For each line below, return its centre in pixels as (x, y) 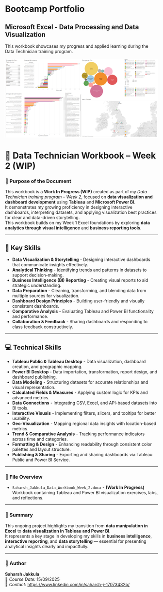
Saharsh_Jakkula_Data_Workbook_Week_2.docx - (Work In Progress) (78, 487)
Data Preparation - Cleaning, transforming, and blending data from (79, 291)
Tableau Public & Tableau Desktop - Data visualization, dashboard (79, 361)
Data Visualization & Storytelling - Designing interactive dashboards (81, 259)
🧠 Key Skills (23, 248)
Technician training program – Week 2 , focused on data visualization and (79, 197)
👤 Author (16, 563)
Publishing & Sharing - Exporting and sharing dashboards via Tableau (82, 454)
